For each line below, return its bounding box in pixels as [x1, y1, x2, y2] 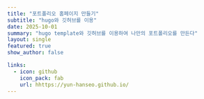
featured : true [7, 43, 52, 49]
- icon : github [13, 68, 58, 75]
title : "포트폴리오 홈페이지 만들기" [7, 10, 100, 17]
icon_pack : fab [19, 75, 64, 82]
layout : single [7, 36, 52, 43]
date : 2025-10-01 [7, 23, 58, 30]
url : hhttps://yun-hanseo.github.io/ [19, 81, 130, 88]
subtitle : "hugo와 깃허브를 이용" [7, 17, 97, 24]
